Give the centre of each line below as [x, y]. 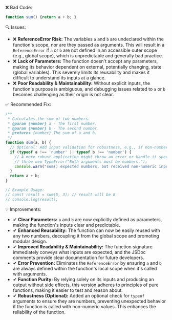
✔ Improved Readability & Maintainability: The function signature [82, 247]
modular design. [30, 241]
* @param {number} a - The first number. [52, 123]
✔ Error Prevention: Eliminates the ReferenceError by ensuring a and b [87, 263]
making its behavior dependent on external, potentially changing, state [87, 67]
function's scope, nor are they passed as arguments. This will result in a [89, 45]
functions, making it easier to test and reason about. [68, 290]
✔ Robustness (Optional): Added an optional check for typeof [79, 295]
